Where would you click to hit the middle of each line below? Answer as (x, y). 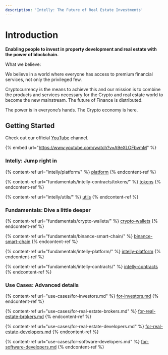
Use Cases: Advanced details (42, 285)
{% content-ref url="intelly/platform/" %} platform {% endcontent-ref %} (81, 172)
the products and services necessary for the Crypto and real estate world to (84, 95)
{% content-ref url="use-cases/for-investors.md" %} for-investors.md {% (82, 296)
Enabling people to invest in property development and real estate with (81, 49)
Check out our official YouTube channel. (47, 138)
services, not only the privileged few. (44, 80)
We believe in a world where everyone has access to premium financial (79, 74)
